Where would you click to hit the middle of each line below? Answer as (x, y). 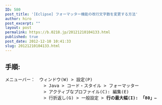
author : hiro (18, 19)
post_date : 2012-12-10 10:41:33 (38, 42)
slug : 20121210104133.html (33, 46)
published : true (22, 37)
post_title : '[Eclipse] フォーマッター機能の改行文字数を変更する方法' (71, 14)
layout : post (18, 28)
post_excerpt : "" (23, 23)
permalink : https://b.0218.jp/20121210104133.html (58, 32)
